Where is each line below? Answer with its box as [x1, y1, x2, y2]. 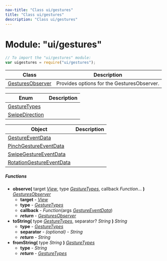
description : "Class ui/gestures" [5, 17, 78, 22]
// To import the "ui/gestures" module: [5, 55, 92, 61]
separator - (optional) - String [20, 229, 83, 235]
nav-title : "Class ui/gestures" [5, 7, 73, 13]
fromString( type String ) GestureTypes [12, 240, 95, 246]
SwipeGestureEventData [8, 151, 66, 158]
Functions [5, 173, 27, 179]
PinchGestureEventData [8, 143, 65, 150]
